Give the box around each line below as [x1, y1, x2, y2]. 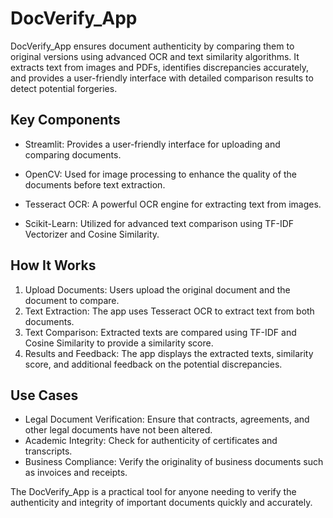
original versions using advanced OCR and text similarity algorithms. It [10, 50, 300, 62]
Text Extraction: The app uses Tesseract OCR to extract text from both [24, 305, 315, 317]
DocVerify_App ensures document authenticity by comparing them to [10, 40, 295, 52]
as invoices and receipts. [24, 467, 128, 479]
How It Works [10, 257, 97, 274]
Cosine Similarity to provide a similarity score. [24, 337, 214, 349]
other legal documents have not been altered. [24, 424, 213, 436]
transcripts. [24, 445, 73, 457]
